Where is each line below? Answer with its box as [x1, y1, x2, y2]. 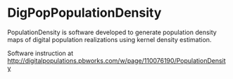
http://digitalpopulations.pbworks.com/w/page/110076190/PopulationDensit [7, 56, 227, 64]
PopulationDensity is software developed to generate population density [7, 28, 217, 36]
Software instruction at [7, 49, 74, 57]
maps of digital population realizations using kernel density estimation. [7, 35, 212, 43]
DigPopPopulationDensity [7, 5, 162, 21]
